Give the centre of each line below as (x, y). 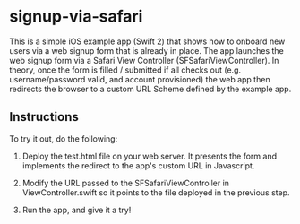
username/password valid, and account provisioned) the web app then (140, 79)
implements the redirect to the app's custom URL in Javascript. (138, 165)
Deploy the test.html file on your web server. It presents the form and (150, 156)
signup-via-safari (76, 17)
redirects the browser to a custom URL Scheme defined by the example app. (150, 89)
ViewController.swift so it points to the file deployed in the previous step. (156, 192)
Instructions (44, 117)
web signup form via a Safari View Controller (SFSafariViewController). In (144, 60)
